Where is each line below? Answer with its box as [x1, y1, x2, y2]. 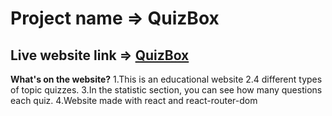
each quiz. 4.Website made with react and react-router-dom [10, 95, 258, 106]
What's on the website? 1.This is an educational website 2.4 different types [10, 73, 323, 85]
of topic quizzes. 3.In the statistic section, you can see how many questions [10, 84, 323, 96]
